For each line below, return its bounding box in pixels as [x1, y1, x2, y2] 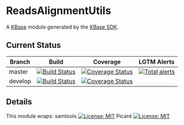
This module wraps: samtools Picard [6, 112, 132, 119]
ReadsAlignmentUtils [6, 4, 112, 18]
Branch [9, 57, 30, 65]
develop [9, 77, 32, 85]
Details [6, 97, 32, 107]
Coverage [93, 57, 121, 65]
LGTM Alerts [138, 57, 175, 65]
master [9, 67, 28, 75]
